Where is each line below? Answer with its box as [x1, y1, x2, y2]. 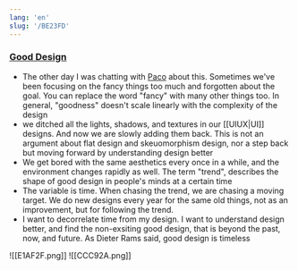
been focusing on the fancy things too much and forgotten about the [21, 80, 276, 91]
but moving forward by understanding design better [21, 147, 214, 157]
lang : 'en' [9, 13, 50, 22]
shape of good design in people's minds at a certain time [21, 175, 233, 186]
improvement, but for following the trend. [21, 204, 175, 215]
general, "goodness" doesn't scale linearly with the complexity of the [21, 99, 278, 110]
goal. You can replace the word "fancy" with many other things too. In [21, 90, 280, 101]
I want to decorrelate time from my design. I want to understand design [21, 214, 285, 224]
